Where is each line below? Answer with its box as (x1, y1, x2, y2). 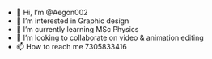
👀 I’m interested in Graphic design (15, 16, 129, 26)
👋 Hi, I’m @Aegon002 (15, 8, 88, 17)
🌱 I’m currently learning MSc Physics (15, 25, 139, 33)
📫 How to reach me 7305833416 (15, 42, 127, 51)
